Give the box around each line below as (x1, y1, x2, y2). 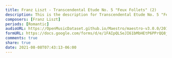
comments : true (5, 36, 38, 41)
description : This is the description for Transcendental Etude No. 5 (5, 12, 159, 17)
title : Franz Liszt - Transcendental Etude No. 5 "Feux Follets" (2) (5, 7, 157, 13)
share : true (5, 40, 31, 45)
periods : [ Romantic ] (5, 21, 50, 27)
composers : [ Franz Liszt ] (5, 17, 60, 22)
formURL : (5, 31, 24, 36)
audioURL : (5, 26, 27, 31)
